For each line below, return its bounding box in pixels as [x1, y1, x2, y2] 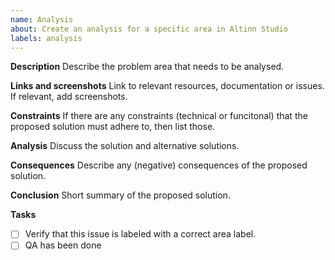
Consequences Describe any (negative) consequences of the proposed [10, 159, 308, 171]
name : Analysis [10, 14, 74, 25]
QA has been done [24, 239, 102, 251]
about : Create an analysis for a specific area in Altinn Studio [10, 24, 288, 34]
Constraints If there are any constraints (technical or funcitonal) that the [10, 110, 308, 122]
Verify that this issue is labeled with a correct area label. [24, 228, 257, 240]
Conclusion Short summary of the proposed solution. [10, 189, 231, 201]
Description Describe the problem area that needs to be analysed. [10, 61, 285, 73]
